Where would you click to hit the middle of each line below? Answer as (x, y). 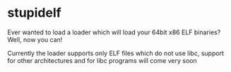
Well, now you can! (35, 39)
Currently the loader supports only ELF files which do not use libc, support (116, 53)
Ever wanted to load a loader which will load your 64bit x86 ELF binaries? (114, 32)
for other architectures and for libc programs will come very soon (102, 60)
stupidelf (34, 13)
